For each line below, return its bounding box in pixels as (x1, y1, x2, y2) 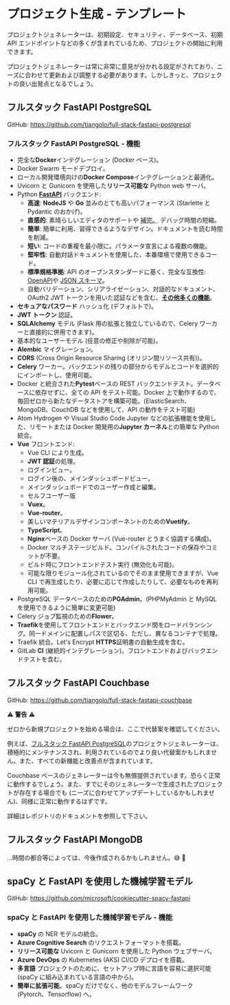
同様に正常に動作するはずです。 (21, 797, 111, 805)
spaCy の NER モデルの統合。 (16, 929, 102, 937)
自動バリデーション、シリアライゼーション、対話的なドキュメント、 (27, 285, 220, 293)
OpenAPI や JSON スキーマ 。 (27, 276, 108, 284)
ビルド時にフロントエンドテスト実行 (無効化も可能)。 (27, 561, 179, 569)
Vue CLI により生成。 (27, 448, 88, 457)
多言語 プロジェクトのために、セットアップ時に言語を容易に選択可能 (16, 964, 211, 972)
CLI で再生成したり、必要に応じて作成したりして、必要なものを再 (27, 578, 213, 586)
